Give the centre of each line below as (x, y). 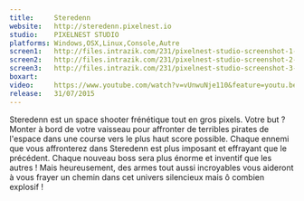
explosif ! (26, 187)
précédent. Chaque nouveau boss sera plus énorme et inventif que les (141, 158)
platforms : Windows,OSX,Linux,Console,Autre (95, 43)
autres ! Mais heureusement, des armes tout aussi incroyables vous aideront (152, 167)
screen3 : (26, 69)
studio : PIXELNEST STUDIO (64, 34)
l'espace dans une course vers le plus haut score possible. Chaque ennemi (149, 139)
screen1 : (26, 52)
